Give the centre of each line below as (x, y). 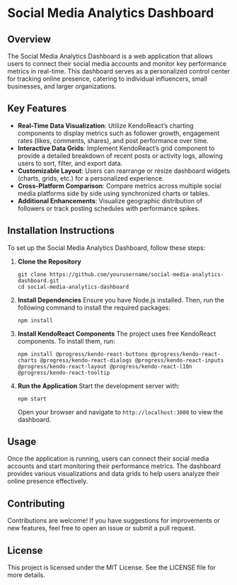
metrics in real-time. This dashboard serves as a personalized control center (119, 71)
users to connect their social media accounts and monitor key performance (117, 64)
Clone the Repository (49, 261)
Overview (29, 39)
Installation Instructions (61, 231)
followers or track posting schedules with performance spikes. (109, 208)
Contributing (36, 503)
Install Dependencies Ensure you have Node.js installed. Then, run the (121, 300)
